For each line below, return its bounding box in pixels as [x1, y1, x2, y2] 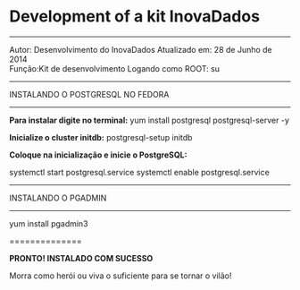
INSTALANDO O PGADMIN [9, 192, 107, 203]
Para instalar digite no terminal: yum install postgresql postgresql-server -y [9, 115, 290, 125]
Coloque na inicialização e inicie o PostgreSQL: [9, 149, 187, 160]
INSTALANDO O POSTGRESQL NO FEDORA [9, 89, 170, 99]
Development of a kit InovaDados [9, 6, 261, 27]
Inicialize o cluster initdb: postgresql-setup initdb [9, 132, 193, 142]
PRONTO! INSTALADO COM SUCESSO [9, 252, 154, 263]
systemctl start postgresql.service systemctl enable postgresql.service [9, 166, 270, 177]
